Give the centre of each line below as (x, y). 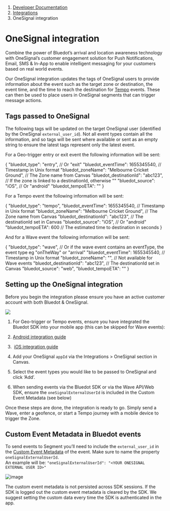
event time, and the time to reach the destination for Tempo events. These (83, 89)
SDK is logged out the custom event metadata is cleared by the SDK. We (81, 492)
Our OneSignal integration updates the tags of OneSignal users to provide (82, 79)
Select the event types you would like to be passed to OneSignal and (84, 372)
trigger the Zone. (23, 418)
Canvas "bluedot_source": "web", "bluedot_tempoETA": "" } (67, 268)
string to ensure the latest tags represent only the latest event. (70, 145)
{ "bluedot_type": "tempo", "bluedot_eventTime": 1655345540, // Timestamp (85, 206)
